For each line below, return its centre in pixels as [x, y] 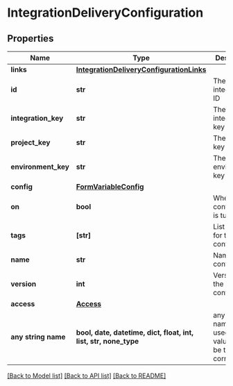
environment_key [40, 167]
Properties [31, 39]
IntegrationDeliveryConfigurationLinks [141, 69]
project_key [31, 142]
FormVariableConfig [110, 187]
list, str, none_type [107, 341]
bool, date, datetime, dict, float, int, [135, 333]
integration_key [37, 118]
